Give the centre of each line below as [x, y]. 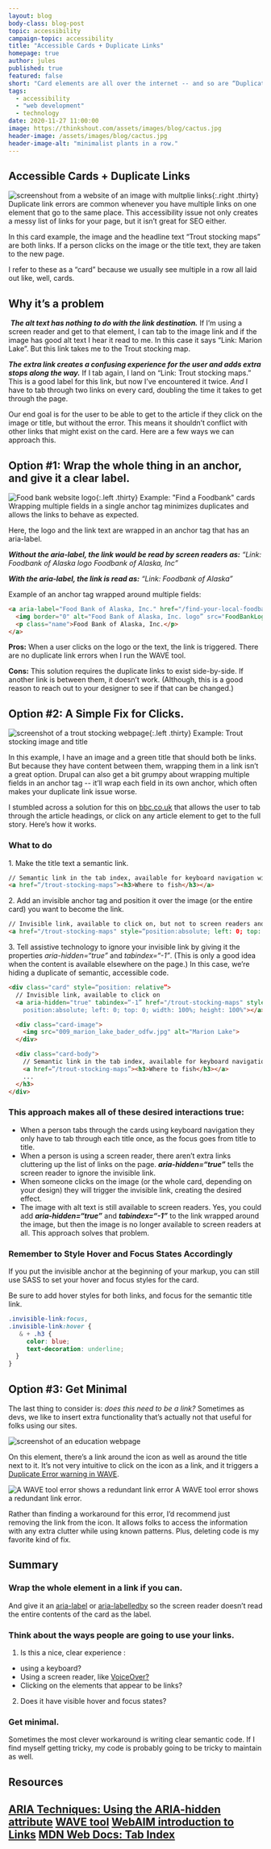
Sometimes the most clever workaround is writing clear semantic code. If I [132, 1739]
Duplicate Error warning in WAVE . [64, 1474]
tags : [17, 91]
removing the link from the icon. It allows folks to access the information [128, 1522]
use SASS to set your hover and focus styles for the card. [104, 1280]
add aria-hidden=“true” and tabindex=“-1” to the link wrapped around [140, 1215]
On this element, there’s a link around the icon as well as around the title [128, 1457]
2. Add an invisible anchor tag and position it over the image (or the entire [131, 901]
